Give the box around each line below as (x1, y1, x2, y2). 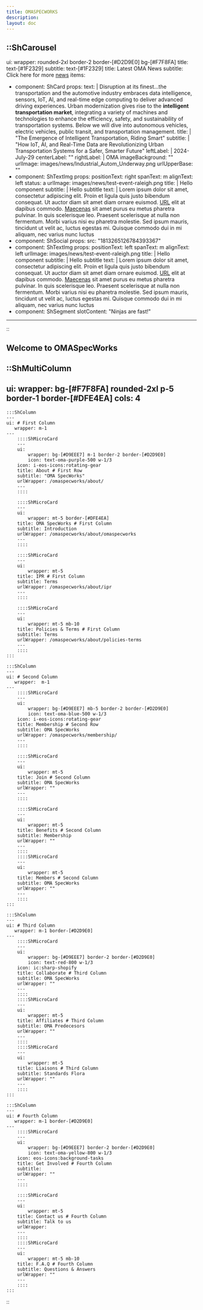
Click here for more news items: (6, 71, 86, 79)
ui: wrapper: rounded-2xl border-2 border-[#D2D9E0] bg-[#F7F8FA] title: (6, 59, 188, 66)
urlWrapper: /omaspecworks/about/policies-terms (17, 637, 142, 643)
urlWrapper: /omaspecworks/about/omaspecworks (17, 531, 137, 537)
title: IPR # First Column (17, 573, 85, 579)
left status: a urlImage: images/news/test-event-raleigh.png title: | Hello (14, 180, 193, 187)
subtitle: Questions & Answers (17, 1266, 96, 1273)
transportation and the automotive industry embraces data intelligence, (14, 89, 192, 97)
